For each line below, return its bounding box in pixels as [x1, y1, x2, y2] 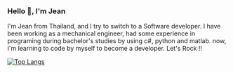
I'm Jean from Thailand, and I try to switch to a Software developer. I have [7, 22, 221, 31]
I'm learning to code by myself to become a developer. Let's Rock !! [7, 44, 202, 53]
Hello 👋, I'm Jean [7, 6, 66, 16]
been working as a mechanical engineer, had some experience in [7, 29, 195, 38]
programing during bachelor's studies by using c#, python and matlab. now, [7, 37, 227, 45]
